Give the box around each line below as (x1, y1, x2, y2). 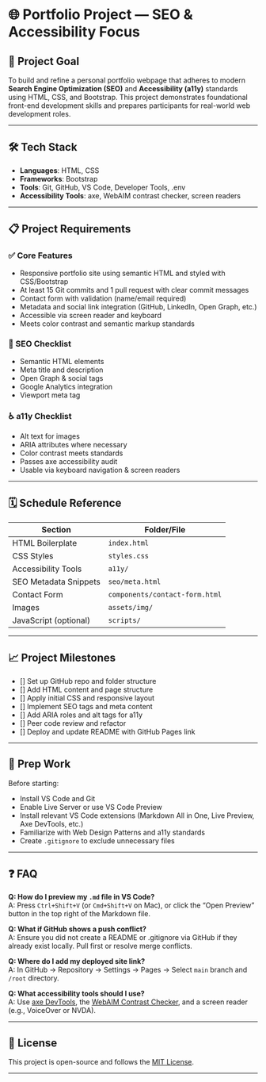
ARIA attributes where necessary (19, 440, 128, 450)
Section (41, 524, 71, 535)
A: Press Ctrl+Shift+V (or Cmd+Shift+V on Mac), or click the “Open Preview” (8, 900, 255, 910)
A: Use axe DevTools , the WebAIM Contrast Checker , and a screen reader (8, 997, 248, 1007)
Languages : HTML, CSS (19, 165, 100, 175)
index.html (108, 538, 149, 547)
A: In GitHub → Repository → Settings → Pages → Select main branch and (8, 965, 248, 975)
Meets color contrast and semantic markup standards (19, 319, 196, 328)
